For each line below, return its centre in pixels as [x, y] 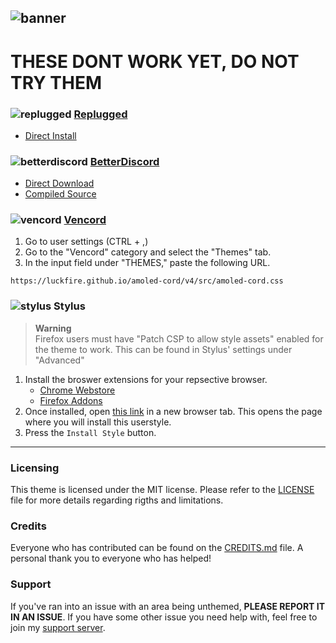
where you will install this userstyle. [98, 422]
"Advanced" [59, 360]
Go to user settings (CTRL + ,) [86, 242]
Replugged [100, 114]
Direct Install [50, 135]
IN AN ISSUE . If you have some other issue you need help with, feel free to [164, 617]
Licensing [35, 468]
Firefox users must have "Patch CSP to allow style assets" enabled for [179, 338]
